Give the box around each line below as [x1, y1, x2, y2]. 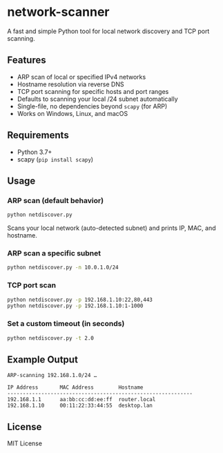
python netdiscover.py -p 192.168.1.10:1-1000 [7, 302, 144, 309]
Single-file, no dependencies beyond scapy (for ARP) [17, 102, 168, 110]
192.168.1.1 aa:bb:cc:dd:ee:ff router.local [7, 396, 156, 403]
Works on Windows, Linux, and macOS [17, 109, 128, 117]
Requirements [7, 129, 69, 142]
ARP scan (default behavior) [7, 195, 104, 205]
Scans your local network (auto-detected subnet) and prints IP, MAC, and [7, 224, 216, 232]
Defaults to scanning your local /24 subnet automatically [17, 95, 178, 103]
